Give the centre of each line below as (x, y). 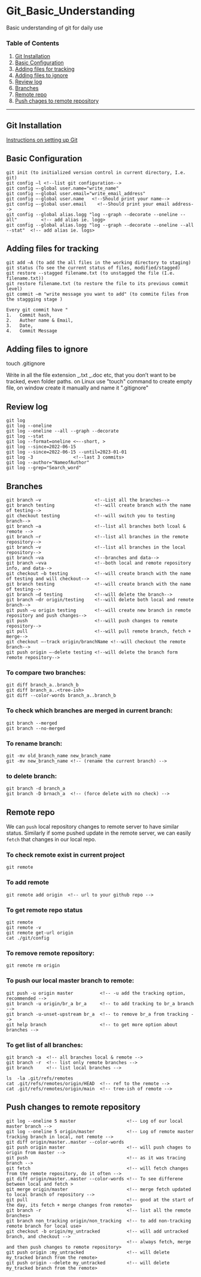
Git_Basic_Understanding (71, 11)
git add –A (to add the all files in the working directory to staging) (99, 262)
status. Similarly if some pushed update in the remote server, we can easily (99, 833)
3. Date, (20, 325)
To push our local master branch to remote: (70, 981)
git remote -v (24, 928)
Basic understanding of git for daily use (55, 28)
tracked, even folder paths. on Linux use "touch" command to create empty (99, 382)
